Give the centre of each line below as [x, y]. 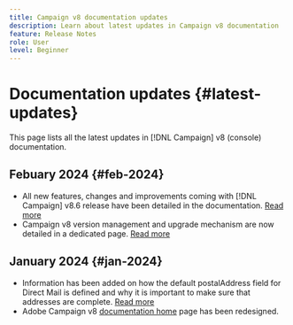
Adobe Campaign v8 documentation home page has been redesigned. [150, 311]
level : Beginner [39, 50]
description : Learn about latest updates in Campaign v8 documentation [144, 26]
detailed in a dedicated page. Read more [96, 233]
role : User [29, 42]
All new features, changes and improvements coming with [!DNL [139, 196]
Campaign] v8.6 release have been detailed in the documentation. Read [153, 205]
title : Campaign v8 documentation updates [89, 17]
